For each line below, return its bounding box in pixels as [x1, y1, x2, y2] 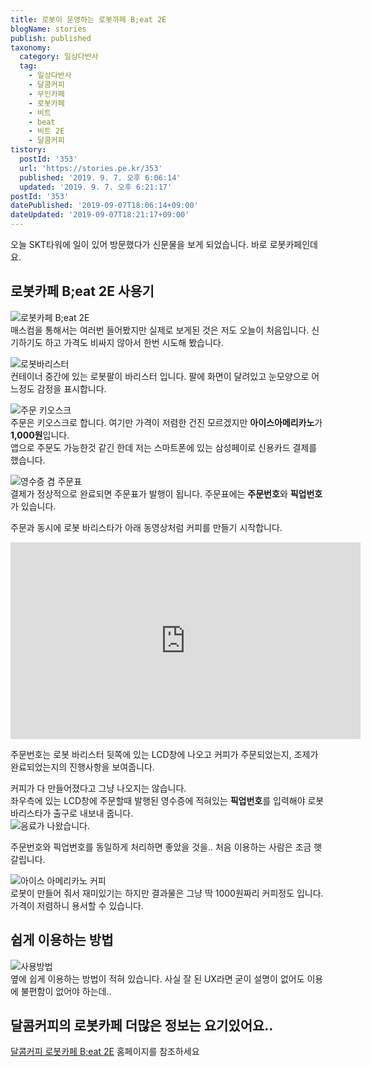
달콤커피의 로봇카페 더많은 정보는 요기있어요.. [10, 1017, 274, 1035]
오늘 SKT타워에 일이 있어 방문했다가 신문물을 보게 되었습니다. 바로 [10, 239, 268, 250]
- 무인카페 [28, 89, 65, 99]
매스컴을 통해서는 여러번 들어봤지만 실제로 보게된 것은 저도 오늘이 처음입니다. [10, 324, 310, 336]
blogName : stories [10, 24, 87, 34]
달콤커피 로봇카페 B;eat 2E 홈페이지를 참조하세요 [10, 1046, 200, 1058]
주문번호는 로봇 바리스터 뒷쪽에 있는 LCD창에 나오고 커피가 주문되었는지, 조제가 [10, 748, 319, 760]
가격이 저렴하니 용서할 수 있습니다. [10, 899, 144, 911]
